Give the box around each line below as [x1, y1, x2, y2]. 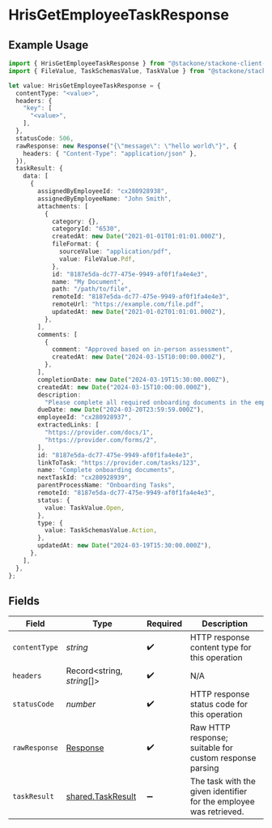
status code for [189, 699, 249, 710]
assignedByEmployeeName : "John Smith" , [37, 195, 172, 203]
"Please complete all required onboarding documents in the [44, 398, 252, 406]
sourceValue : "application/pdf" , [59, 247, 172, 255]
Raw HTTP [189, 722, 231, 733]
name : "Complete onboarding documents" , [37, 466, 176, 474]
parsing [189, 762, 219, 774]
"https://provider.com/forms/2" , [44, 435, 158, 444]
